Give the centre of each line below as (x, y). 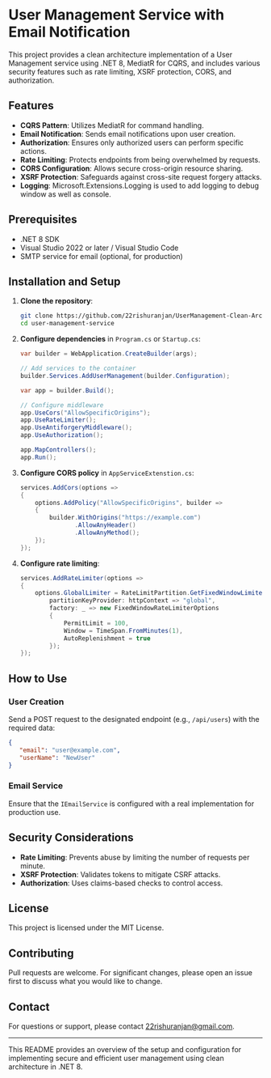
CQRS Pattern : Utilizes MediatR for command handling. (112, 125)
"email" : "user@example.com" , (70, 750)
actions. (33, 151)
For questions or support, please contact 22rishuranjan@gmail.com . (122, 1026)
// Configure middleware (62, 405)
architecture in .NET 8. (46, 1067)
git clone (37, 316)
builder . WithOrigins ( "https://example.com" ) (125, 518)
